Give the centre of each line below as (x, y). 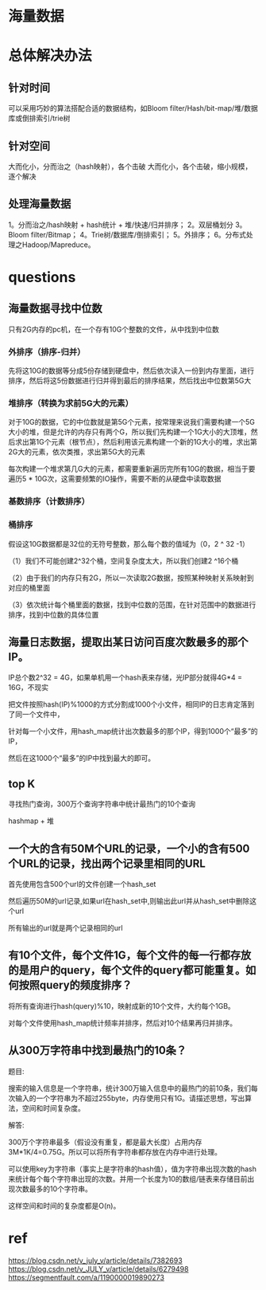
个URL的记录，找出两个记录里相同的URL (107, 863)
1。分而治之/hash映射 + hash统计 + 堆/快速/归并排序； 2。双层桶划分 (121, 225)
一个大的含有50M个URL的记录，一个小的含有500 (129, 848)
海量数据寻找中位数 (55, 309)
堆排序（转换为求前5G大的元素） (71, 403)
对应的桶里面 (29, 587)
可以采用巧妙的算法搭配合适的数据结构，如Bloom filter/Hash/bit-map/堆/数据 (133, 108)
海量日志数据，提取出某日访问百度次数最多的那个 (128, 642)
